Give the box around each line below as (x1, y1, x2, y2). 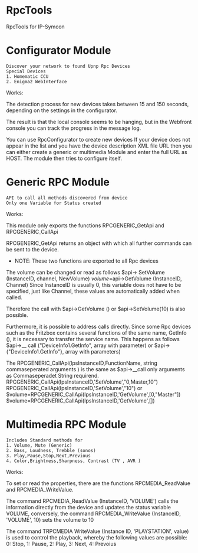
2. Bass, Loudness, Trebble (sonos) (6, 447, 96, 453)
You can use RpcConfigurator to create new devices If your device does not (6, 136, 190, 143)
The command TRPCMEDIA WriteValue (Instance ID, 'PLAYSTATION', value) (6, 528, 189, 535)
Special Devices (6, 68, 46, 74)
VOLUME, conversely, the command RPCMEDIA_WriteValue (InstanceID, (6, 510, 181, 517)
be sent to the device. (6, 246, 59, 253)
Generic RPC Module (6, 175, 110, 189)
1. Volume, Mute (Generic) (6, 442, 72, 449)
